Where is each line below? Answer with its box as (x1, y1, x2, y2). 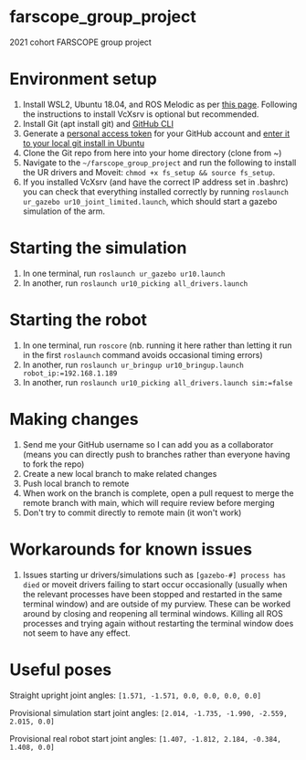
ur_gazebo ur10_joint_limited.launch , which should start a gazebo (22, 195, 278, 206)
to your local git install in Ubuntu (22, 137, 144, 148)
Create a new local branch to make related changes (22, 468, 217, 479)
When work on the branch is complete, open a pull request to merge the (22, 487, 294, 499)
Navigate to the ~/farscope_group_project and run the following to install (22, 157, 297, 168)
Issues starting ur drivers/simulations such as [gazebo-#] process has (22, 569, 286, 580)
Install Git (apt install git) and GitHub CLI (22, 118, 174, 129)
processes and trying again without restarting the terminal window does (22, 617, 294, 628)
